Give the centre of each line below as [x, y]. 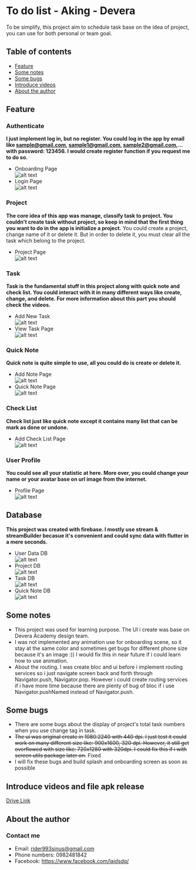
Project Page [30, 252]
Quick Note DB [33, 591]
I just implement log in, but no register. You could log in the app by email [95, 139]
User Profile [23, 460]
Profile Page [29, 490]
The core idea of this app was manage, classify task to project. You [89, 215]
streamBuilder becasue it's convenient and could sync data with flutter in [97, 535]
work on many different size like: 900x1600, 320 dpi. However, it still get [102, 743]
